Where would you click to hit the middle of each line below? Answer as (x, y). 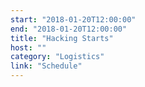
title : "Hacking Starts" (62, 38)
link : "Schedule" (46, 66)
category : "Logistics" (57, 57)
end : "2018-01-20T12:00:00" (69, 29)
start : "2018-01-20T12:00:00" (73, 19)
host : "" (28, 47)
